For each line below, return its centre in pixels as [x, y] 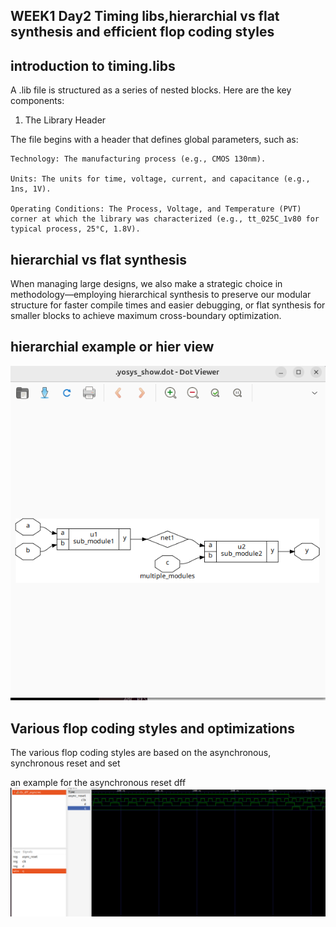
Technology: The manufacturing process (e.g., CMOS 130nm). [138, 159]
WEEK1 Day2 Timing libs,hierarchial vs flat [145, 16]
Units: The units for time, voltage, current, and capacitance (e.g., [160, 179]
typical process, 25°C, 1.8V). [75, 229]
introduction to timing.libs [93, 65]
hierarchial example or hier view [112, 347]
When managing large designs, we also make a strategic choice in [146, 284]
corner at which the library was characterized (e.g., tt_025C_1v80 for [165, 219]
